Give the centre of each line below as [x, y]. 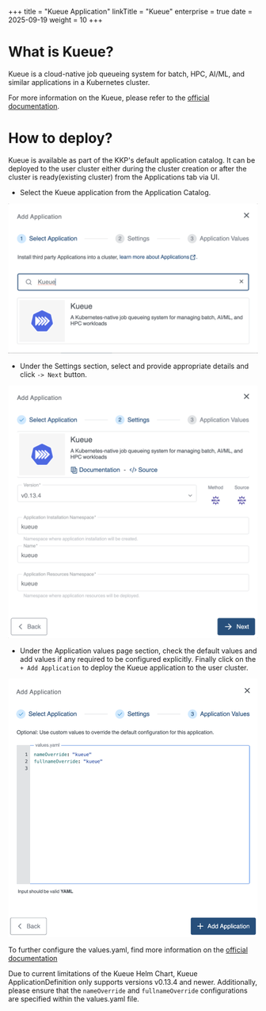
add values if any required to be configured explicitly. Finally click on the [138, 659]
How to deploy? [61, 138]
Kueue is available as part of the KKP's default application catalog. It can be [132, 160]
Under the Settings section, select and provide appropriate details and [134, 366]
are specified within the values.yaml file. [74, 999]
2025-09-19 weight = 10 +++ [55, 20]
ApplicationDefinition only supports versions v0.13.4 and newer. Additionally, [133, 982]
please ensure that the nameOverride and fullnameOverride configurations [128, 990]
